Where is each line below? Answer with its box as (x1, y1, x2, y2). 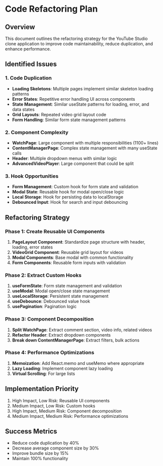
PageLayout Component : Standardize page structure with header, (12, 239, 145, 245)
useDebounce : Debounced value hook (12, 298, 91, 305)
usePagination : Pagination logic (12, 304, 77, 309)
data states (12, 106, 35, 112)
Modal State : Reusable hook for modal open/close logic (12, 189, 124, 195)
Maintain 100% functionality (12, 456, 68, 462)
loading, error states (12, 244, 53, 250)
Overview (5, 23, 36, 31)
